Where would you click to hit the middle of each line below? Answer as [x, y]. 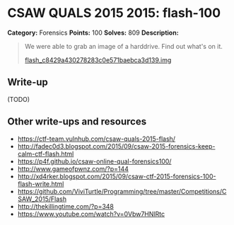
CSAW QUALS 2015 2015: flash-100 [114, 13]
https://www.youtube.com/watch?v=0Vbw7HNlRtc [91, 214]
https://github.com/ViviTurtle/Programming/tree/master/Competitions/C [122, 191]
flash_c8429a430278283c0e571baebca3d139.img [98, 60]
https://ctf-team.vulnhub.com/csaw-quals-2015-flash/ [96, 139]
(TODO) [19, 99]
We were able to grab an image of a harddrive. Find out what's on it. [123, 46]
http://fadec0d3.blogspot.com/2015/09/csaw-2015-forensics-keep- [116, 146]
